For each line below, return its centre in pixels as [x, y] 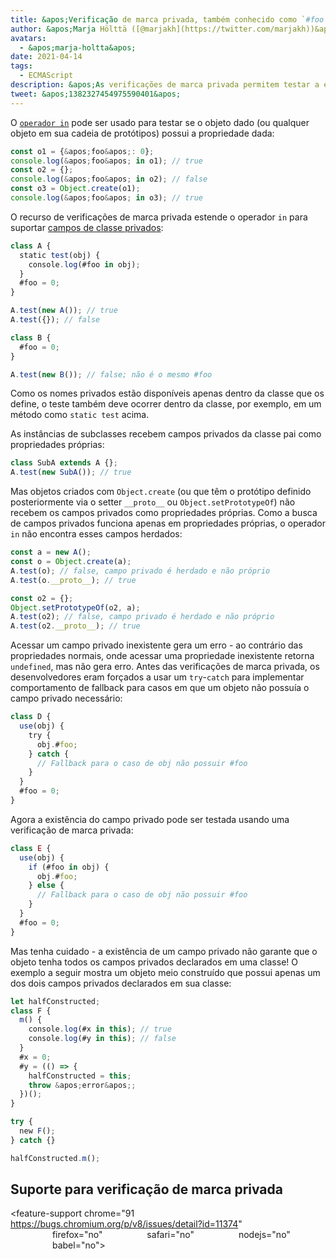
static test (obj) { [60, 255]
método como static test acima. [80, 415]
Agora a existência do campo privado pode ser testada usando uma [150, 819]
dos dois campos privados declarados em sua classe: [121, 983]
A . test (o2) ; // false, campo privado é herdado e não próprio [142, 617]
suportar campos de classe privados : [87, 227]
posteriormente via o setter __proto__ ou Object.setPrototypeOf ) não [153, 502]
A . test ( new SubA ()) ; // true [71, 472]
